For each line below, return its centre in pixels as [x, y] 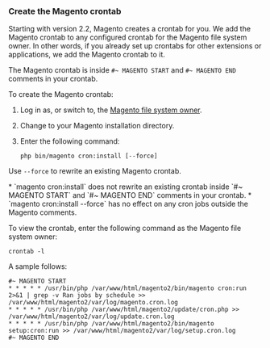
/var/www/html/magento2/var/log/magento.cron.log [93, 303]
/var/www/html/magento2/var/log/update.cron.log [91, 317]
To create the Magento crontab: [61, 94]
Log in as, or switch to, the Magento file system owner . [111, 110]
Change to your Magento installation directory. [97, 126]
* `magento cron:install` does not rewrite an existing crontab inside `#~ [126, 187]
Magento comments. [43, 212]
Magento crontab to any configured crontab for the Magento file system [128, 37]
